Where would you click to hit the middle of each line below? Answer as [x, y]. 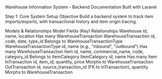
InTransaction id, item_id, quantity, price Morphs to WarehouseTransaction [79, 62]
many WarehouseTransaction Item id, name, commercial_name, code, [74, 51]
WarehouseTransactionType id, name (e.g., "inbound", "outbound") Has [76, 46]
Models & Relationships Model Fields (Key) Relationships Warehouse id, [76, 31]
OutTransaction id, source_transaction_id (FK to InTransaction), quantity [77, 67]
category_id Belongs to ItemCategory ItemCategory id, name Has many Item [81, 57]
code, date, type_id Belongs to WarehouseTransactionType [64, 41]
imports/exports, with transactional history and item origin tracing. [71, 22]
